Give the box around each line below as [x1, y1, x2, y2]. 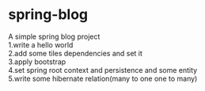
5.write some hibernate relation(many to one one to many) [8, 74, 198, 83]
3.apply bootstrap [8, 57, 66, 66]
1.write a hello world [8, 40, 74, 49]
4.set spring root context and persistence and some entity [8, 65, 198, 74]
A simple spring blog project [8, 32, 101, 41]
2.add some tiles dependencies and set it [8, 48, 142, 58]
